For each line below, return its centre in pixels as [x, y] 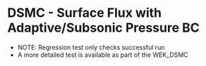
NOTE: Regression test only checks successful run [91, 47]
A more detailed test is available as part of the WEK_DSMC [103, 55]
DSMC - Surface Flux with [85, 13]
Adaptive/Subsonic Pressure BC [103, 28]
